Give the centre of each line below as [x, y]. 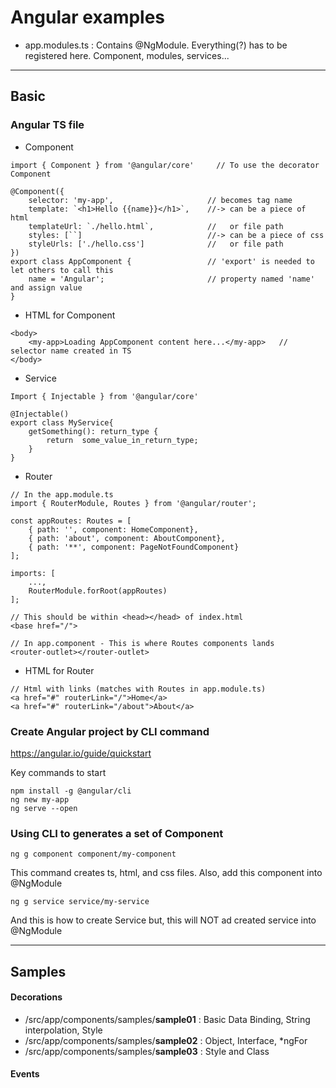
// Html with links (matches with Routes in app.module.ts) [138, 689]
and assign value [46, 287]
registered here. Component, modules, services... [127, 55]
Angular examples [88, 17]
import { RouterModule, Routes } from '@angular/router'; [133, 503]
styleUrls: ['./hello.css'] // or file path [156, 244]
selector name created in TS [71, 351]
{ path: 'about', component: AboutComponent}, [127, 538]
